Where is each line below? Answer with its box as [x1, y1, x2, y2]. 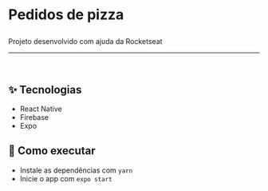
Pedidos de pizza [8, 6, 124, 24]
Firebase [19, 113, 49, 121]
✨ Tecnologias [8, 82, 82, 97]
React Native [19, 104, 62, 113]
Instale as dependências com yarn [19, 165, 133, 175]
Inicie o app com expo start [19, 173, 113, 183]
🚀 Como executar [8, 144, 96, 157]
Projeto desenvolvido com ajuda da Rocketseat [8, 37, 163, 46]
